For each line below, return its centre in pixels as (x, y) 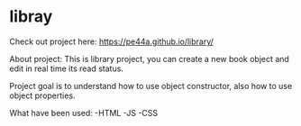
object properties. (42, 95)
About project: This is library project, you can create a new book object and (150, 58)
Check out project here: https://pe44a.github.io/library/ (112, 41)
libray (31, 17)
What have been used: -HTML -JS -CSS (84, 112)
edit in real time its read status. (67, 68)
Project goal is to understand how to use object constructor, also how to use (151, 85)
